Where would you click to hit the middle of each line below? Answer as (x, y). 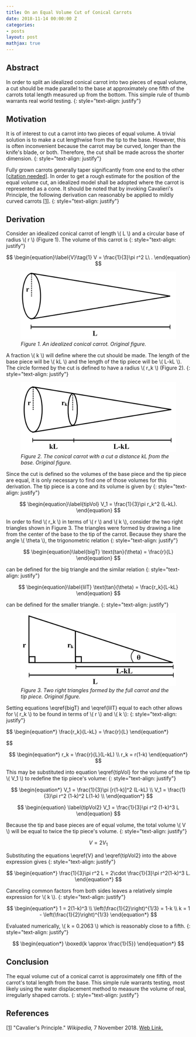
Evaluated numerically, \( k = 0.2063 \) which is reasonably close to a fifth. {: (98, 926)
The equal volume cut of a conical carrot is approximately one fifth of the (94, 976)
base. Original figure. (46, 462)
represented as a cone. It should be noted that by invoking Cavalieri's (90, 189)
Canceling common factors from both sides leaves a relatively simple (89, 891)
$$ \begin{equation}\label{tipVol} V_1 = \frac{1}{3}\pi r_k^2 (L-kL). (98, 504)
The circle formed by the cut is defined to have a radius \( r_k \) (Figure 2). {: (98, 368)
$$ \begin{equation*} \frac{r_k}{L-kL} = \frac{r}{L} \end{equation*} (87, 732)
